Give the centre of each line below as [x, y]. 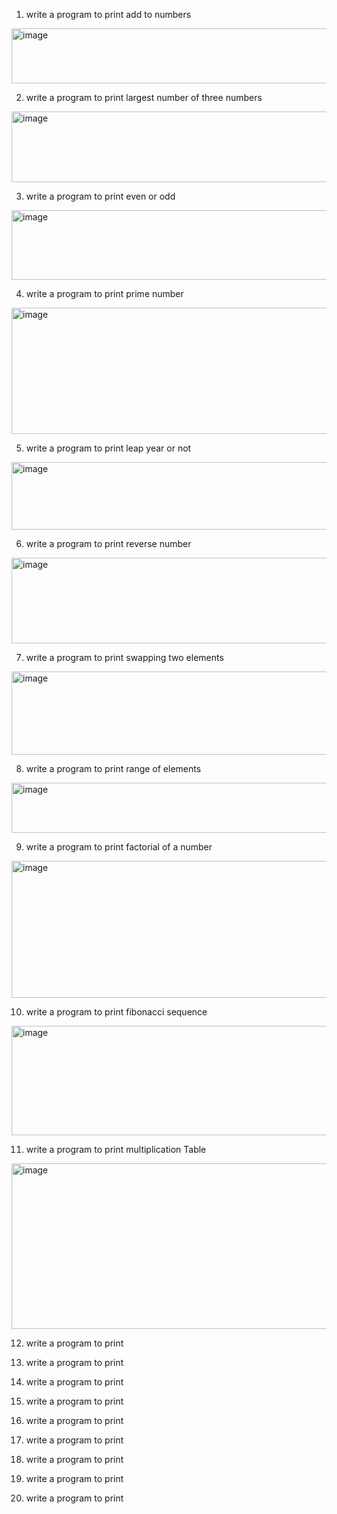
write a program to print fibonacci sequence [116, 1012]
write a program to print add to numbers [108, 14]
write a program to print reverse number [108, 543]
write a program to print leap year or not [108, 448]
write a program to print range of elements [113, 768]
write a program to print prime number [104, 293]
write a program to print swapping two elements [124, 657]
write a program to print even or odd [100, 196]
